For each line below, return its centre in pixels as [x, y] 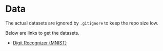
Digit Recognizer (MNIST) [40, 43]
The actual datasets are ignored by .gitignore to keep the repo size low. [82, 23]
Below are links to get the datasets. [42, 33]
